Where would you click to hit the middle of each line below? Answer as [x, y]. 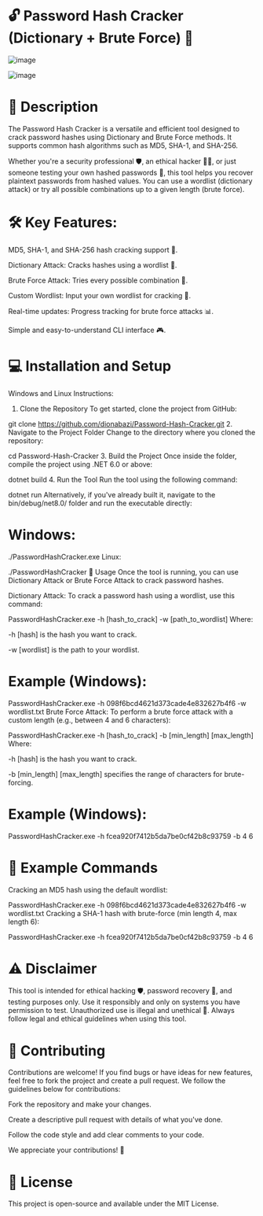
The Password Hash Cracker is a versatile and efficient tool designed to [124, 128]
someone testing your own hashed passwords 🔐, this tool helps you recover [131, 172]
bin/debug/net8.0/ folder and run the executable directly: [100, 503]
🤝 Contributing [57, 1050]
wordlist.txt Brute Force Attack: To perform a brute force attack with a [121, 711]
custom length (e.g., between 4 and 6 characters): [89, 720]
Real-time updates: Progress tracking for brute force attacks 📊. [111, 311]
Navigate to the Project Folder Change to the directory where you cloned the [132, 432]
